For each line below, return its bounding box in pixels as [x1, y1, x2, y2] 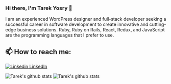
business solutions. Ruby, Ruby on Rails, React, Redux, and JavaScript [17, 27, 165, 33]
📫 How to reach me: [5, 48, 71, 56]
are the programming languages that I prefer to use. [5, 32, 114, 38]
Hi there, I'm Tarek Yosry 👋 [5, 5, 72, 12]
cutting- [149, 21, 166, 27]
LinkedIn [29, 63, 47, 70]
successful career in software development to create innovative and [5, 21, 149, 27]
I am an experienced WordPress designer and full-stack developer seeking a [5, 16, 166, 22]
